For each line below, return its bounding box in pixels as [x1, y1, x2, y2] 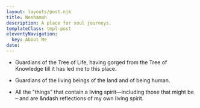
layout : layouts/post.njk [6, 8, 71, 15]
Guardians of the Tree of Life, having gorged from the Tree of [14, 58, 167, 66]
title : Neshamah [6, 14, 47, 20]
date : [6, 43, 20, 49]
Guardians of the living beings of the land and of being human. [14, 76, 170, 84]
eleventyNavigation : [6, 31, 58, 37]
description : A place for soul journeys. [6, 20, 112, 26]
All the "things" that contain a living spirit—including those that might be [14, 88, 194, 95]
